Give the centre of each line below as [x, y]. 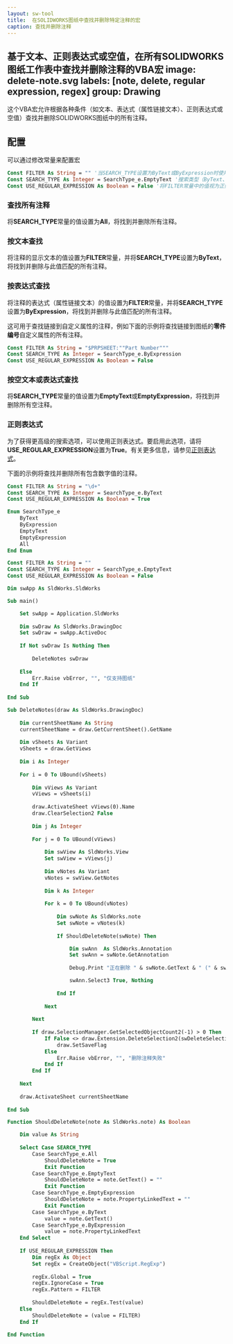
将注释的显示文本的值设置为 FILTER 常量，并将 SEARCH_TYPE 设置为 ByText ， [116, 258]
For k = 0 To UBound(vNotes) [86, 904]
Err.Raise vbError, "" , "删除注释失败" [111, 1058]
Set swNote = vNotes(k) [91, 923]
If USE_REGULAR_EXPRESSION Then [66, 1251]
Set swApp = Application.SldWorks [69, 613]
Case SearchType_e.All [65, 1154]
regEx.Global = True [62, 1277]
